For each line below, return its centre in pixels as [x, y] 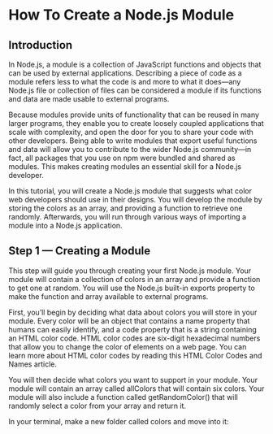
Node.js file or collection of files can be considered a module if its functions [135, 90]
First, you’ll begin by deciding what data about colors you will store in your [133, 312]
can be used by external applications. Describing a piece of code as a [125, 73]
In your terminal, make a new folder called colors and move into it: [119, 421]
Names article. [33, 364]
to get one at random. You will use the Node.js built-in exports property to [132, 288]
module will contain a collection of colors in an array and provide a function [134, 279]
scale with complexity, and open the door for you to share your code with [131, 132]
